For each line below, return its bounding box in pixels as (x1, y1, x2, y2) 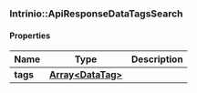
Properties (9, 30, 51, 41)
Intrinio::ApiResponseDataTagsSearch (9, 7, 183, 20)
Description (130, 53, 184, 66)
